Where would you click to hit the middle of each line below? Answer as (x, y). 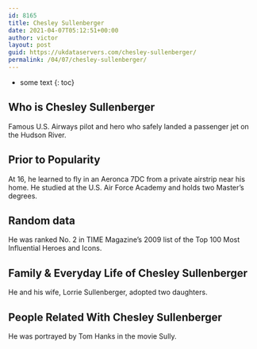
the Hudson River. (37, 135)
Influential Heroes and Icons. (55, 248)
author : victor (33, 38)
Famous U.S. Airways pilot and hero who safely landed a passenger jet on (129, 126)
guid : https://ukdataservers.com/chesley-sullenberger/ (102, 52)
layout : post (30, 45)
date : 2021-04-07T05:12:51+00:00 (63, 30)
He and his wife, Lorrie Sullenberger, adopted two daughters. (108, 292)
